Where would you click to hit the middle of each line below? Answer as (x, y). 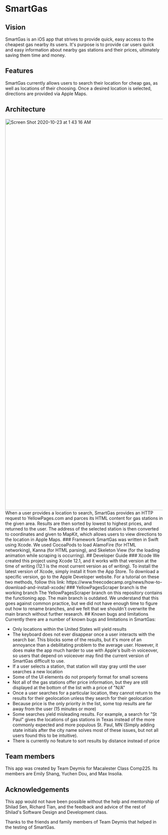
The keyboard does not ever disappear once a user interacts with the (83, 634)
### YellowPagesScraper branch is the (107, 587)
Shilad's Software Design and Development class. (56, 812)
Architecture (25, 109)
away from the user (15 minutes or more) (54, 709)
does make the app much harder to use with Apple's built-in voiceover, (85, 650)
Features (19, 71)
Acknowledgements (37, 789)
